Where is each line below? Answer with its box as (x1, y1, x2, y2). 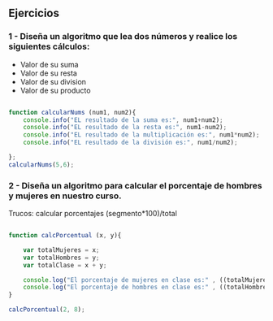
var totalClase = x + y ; (23, 261, 107, 269)
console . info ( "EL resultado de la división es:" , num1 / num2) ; (23, 138, 238, 147)
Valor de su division (19, 76, 87, 86)
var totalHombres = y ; (23, 254, 100, 262)
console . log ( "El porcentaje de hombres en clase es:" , (23, 284, 217, 292)
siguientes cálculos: (8, 41, 90, 52)
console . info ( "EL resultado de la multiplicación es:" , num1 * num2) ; (23, 131, 260, 139)
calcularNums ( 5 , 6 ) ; (8, 160, 75, 169)
